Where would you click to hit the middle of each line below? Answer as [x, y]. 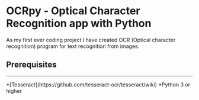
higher [14, 91]
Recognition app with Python [79, 23]
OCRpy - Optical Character [73, 11]
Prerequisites [31, 65]
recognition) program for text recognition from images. [73, 46]
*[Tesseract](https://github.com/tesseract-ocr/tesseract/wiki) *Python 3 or [98, 85]
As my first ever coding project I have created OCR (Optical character [91, 40]
